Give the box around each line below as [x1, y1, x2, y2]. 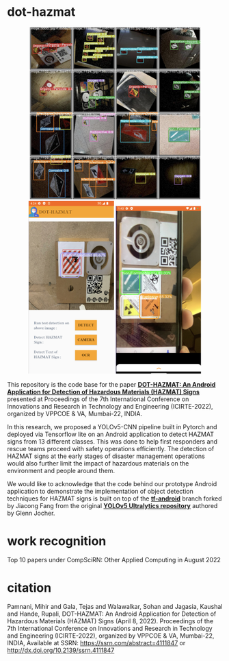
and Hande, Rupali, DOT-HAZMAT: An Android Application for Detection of [7, 610, 217, 618]
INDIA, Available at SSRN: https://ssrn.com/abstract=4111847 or [7, 639, 186, 647]
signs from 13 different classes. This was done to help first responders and [7, 437, 217, 446]
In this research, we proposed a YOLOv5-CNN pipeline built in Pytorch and [7, 423, 217, 431]
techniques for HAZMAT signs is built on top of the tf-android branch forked [7, 494, 222, 503]
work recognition [7, 533, 107, 549]
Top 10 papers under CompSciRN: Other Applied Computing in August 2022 [7, 556, 221, 564]
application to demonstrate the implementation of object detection [7, 488, 193, 496]
